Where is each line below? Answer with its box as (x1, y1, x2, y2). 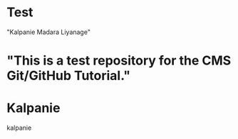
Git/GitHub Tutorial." (6, 68, 131, 84)
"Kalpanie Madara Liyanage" (6, 28, 90, 36)
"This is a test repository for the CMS (6, 52, 232, 69)
